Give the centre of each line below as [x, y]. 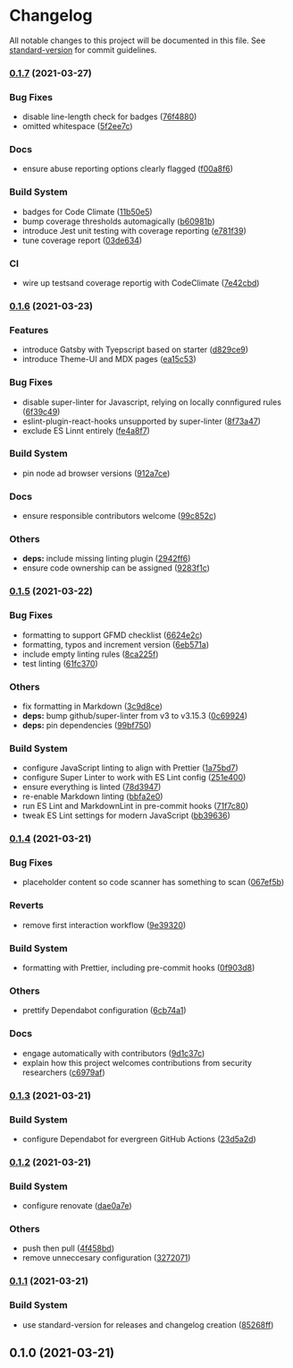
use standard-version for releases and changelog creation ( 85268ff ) [148, 1325]
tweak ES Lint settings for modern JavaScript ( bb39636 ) [126, 815]
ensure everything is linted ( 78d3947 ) [92, 787]
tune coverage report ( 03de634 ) [82, 240]
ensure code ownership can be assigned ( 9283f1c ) [116, 568]
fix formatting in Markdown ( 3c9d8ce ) [92, 706]
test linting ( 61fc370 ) [60, 663]
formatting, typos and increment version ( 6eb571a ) [116, 644]
